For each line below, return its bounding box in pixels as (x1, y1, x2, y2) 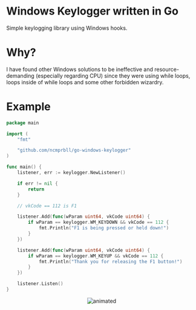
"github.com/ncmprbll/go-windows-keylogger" (17, 147, 131, 153)
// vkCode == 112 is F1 (17, 203, 77, 209)
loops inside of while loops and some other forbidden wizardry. (6, 78, 164, 86)
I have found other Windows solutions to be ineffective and (6, 66, 153, 73)
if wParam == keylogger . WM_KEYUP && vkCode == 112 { (28, 253, 164, 259)
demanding (6, 72, 34, 79)
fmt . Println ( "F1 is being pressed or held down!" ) (38, 225, 169, 231)
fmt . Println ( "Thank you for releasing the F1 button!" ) (38, 258, 183, 265)
